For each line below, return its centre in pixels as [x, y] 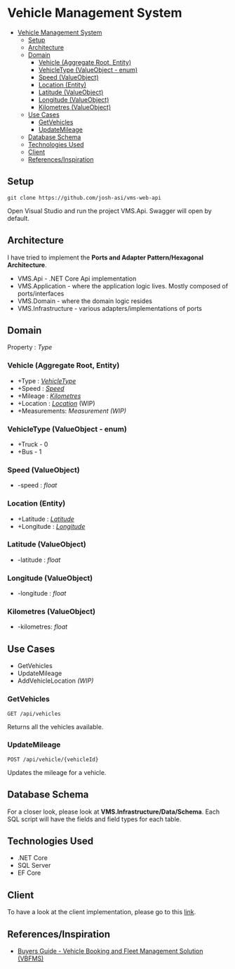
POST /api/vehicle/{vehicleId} [53, 759]
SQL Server [34, 866]
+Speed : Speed [41, 388]
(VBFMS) [31, 958]
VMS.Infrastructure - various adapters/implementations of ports [109, 308]
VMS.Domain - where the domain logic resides [85, 301]
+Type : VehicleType [47, 380]
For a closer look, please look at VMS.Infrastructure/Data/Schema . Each [113, 811]
